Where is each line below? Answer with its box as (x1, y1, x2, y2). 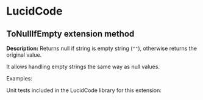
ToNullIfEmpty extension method (6, 29, 135, 39)
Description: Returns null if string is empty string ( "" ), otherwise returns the (6, 45, 197, 52)
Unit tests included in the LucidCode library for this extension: (6, 87, 162, 94)
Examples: (6, 75, 32, 82)
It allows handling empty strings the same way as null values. (6, 63, 160, 70)
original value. (6, 51, 42, 59)
